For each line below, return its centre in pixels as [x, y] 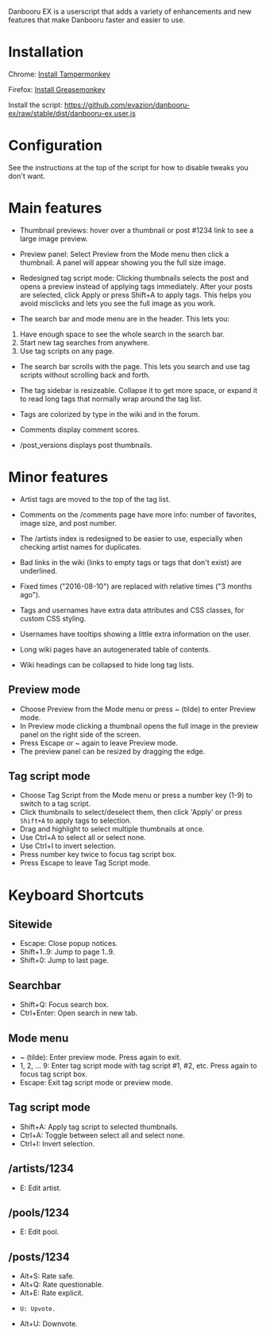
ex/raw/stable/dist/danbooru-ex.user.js [72, 113]
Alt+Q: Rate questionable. [62, 1285]
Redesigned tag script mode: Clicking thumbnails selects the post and [134, 278]
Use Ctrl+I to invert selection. [68, 846]
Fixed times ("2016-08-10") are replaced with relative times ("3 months [136, 586]
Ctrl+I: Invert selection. [57, 1143]
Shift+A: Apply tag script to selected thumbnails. [99, 1127]
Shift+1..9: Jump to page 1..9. [67, 952]
